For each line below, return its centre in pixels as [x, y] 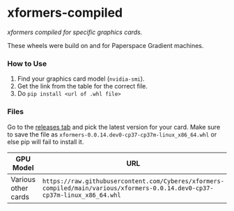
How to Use [27, 63]
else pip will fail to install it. [46, 141]
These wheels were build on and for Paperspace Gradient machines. [106, 45]
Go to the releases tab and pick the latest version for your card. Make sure [114, 127]
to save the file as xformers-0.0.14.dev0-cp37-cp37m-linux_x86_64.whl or [112, 134]
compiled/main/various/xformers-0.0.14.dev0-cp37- [128, 188]
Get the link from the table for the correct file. [82, 86]
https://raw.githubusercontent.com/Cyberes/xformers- [133, 181]
